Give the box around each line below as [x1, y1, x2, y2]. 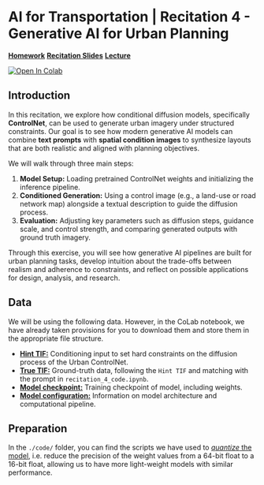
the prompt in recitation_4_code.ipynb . [19, 374, 149, 383]
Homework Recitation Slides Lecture [8, 50, 132, 60]
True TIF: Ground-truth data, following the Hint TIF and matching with [19, 365, 249, 375]
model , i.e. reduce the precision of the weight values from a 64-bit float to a [8, 451, 255, 461]
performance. [8, 468, 53, 477]
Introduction [8, 89, 71, 103]
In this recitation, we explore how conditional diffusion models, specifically [8, 110, 251, 119]
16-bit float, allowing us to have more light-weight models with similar [8, 460, 234, 469]
